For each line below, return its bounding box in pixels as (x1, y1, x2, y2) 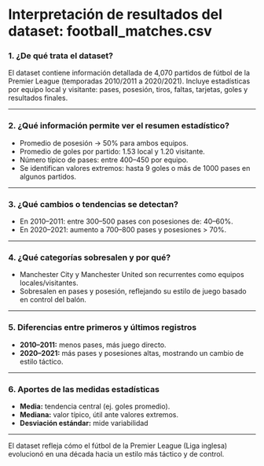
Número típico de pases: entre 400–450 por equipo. (19, 155, 189, 165)
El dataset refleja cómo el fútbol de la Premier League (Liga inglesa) (8, 441, 228, 450)
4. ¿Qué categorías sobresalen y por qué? (8, 252, 171, 263)
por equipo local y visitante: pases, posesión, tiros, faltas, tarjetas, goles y (8, 85, 248, 94)
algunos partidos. (19, 172, 77, 181)
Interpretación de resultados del (8, 6, 222, 24)
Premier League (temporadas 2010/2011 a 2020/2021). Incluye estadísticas (8, 76, 251, 86)
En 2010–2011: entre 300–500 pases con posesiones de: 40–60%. (19, 216, 233, 226)
